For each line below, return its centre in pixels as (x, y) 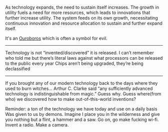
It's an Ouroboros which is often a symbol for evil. (56, 38)
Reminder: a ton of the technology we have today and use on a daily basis (81, 109)
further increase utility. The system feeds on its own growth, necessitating (82, 18)
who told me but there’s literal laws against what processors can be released (84, 58)
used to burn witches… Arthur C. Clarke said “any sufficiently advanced (79, 88)
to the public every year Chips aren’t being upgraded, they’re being (74, 63)
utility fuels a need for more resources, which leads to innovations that (78, 13)
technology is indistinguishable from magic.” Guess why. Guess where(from (83, 94)
